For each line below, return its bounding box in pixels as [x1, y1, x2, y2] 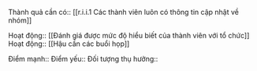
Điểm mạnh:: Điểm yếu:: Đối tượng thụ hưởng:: [8, 55, 158, 63]
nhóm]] [8, 16, 32, 25]
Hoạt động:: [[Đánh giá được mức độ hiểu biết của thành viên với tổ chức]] [8, 31, 250, 40]
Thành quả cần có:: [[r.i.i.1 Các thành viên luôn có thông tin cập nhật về [8, 8, 239, 16]
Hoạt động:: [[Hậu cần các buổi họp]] [8, 39, 130, 48]
